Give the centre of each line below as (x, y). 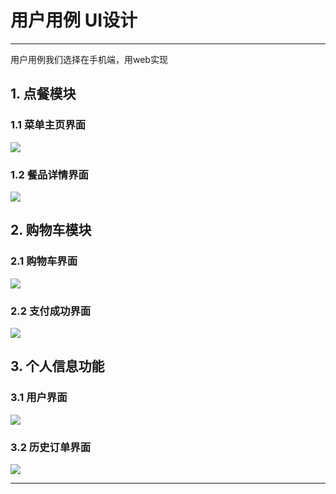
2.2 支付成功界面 (51, 311)
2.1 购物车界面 (44, 261)
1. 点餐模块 (43, 94)
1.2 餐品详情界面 (49, 174)
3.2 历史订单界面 (51, 447)
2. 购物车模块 (51, 230)
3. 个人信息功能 (57, 366)
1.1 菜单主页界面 (48, 125)
